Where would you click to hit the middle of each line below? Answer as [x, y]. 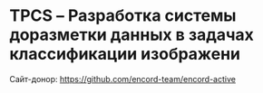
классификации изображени [125, 54]
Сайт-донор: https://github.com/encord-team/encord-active [122, 79]
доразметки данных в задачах [131, 35]
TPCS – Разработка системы [123, 16]
